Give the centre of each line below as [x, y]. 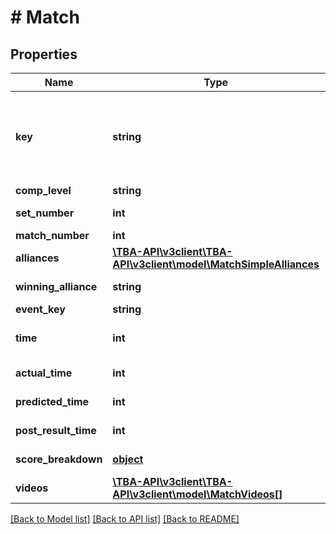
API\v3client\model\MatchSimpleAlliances [216, 264]
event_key [40, 309]
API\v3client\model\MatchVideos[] [197, 494]
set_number [45, 213]
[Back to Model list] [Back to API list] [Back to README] [125, 519]
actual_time [44, 373]
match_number [52, 235]
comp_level [43, 190]
